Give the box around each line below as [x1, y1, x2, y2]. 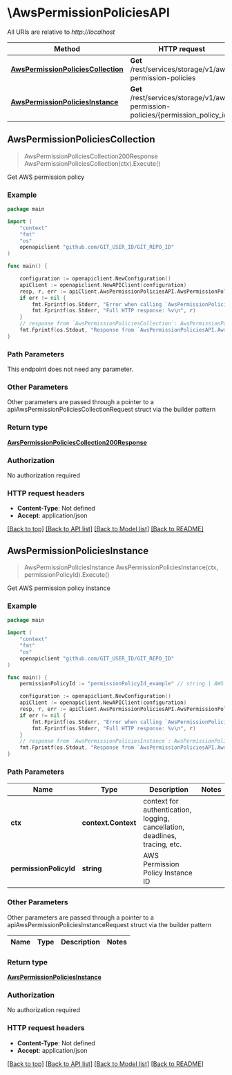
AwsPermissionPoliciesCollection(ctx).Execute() [23, 159, 161, 167]
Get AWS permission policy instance [7, 584, 110, 592]
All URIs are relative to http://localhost [7, 28, 115, 36]
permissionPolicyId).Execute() [23, 571, 110, 579]
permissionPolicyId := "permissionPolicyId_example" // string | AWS [19, 681, 224, 687]
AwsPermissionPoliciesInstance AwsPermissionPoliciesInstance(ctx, [23, 563, 219, 571]
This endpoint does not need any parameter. [7, 365, 133, 374]
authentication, [142, 805, 192, 815]
